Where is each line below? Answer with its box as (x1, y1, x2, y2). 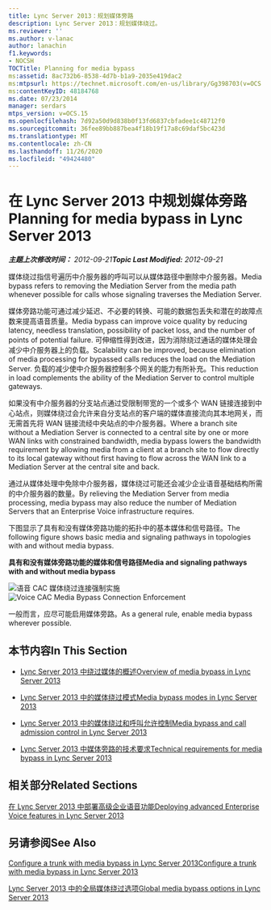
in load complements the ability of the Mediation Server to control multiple (8, 373, 255, 383)
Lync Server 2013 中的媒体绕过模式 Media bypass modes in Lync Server (19, 692, 258, 702)
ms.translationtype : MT (8, 132, 89, 140)
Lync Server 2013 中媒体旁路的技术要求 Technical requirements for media (19, 744, 263, 753)
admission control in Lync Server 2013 (19, 727, 148, 737)
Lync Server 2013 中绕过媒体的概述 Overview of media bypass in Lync (19, 667, 252, 676)
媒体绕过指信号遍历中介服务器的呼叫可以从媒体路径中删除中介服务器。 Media (8, 272, 262, 281)
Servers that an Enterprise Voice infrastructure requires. (8, 506, 195, 516)
